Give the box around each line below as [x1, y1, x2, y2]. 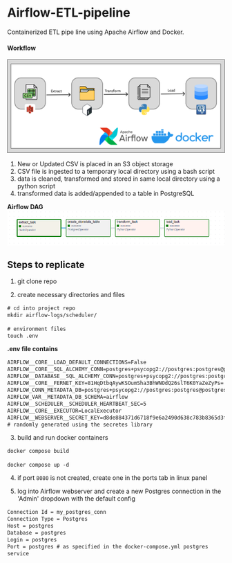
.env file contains [7, 345, 59, 353]
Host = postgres [7, 523, 54, 530]
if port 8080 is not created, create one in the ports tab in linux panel [17, 474, 208, 482]
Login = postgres [7, 537, 57, 544]
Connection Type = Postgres [7, 516, 88, 523]
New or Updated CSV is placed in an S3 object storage [17, 159, 174, 168]
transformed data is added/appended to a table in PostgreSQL [17, 189, 195, 197]
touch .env [7, 332, 39, 340]
